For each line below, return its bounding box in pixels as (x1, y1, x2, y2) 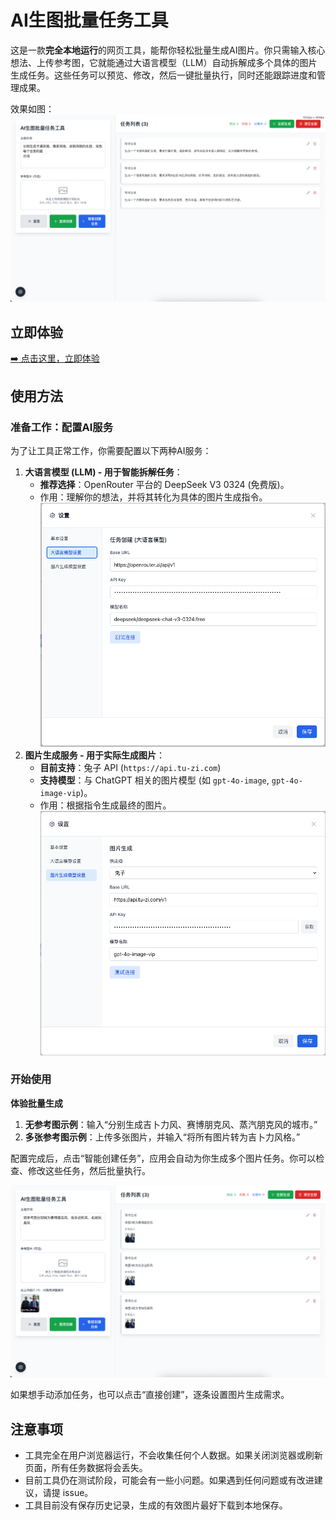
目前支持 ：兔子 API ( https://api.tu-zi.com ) (39, 761, 222, 773)
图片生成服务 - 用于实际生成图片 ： (24, 749, 165, 761)
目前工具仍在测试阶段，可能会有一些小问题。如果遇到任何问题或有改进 (24, 1474, 315, 1486)
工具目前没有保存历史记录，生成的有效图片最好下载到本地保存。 (24, 1499, 288, 1511)
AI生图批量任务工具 (10, 9, 169, 32)
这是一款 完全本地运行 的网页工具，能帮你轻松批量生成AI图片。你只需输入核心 (10, 44, 326, 56)
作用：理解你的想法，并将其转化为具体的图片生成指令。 (39, 491, 268, 503)
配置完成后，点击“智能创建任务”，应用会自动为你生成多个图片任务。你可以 (10, 1152, 317, 1164)
